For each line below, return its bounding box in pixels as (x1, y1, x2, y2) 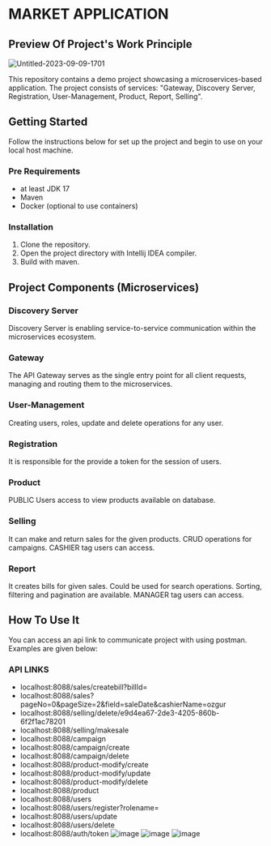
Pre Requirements (8, 165, 81, 177)
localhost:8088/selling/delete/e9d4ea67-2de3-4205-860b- (19, 707, 220, 718)
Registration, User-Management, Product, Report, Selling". (8, 92, 203, 101)
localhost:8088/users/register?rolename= (19, 802, 159, 812)
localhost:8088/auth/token (19, 828, 109, 838)
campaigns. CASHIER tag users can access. (8, 543, 155, 552)
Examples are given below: (8, 643, 99, 653)
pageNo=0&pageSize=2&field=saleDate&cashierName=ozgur (19, 699, 227, 709)
